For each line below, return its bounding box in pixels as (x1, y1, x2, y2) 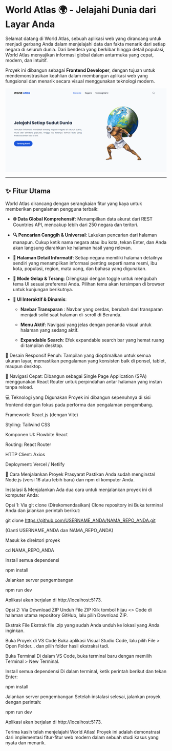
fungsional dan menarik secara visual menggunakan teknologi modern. (5, 78, 155, 84)
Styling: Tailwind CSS (5, 421, 50, 428)
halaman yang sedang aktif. (20, 327, 79, 333)
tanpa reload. (5, 384, 33, 390)
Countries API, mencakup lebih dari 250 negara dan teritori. (12, 221, 139, 228)
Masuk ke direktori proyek (5, 537, 60, 543)
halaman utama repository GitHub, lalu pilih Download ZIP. (5, 612, 128, 618)
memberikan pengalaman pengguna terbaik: (5, 206, 99, 212)
